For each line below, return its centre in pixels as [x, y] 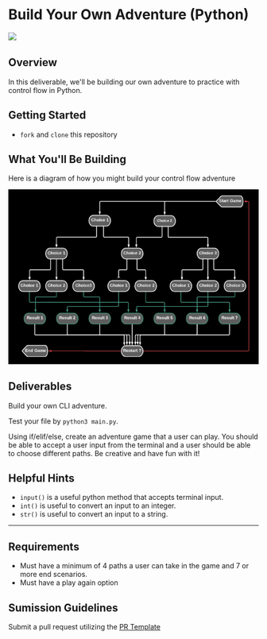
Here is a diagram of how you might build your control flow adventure [122, 178]
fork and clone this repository [68, 134]
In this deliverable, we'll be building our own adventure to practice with [124, 82]
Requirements [44, 546]
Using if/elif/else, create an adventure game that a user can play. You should [133, 436]
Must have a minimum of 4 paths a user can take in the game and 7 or [134, 566]
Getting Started [47, 116]
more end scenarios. [53, 575]
